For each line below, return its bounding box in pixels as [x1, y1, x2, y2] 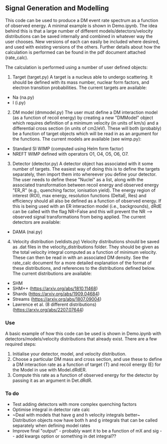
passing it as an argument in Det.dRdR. [12, 377, 92, 383]
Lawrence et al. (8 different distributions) [12, 301, 97, 307]
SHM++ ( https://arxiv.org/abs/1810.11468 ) [12, 285, 98, 291]
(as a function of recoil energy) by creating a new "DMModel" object [12, 115, 154, 121]
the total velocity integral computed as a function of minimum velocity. [12, 249, 157, 255]
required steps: [5, 341, 36, 347]
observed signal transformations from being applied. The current [12, 214, 146, 220]
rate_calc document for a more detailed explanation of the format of [12, 260, 152, 266]
